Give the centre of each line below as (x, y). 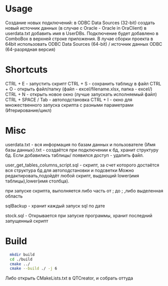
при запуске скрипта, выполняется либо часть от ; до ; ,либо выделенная (84, 190)
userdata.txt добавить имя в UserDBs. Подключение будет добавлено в (82, 33)
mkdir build (22, 254)
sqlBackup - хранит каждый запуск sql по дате (55, 206)
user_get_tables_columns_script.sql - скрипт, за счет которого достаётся (82, 165)
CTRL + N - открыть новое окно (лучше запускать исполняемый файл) (81, 94)
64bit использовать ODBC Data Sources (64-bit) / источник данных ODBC (84, 44)
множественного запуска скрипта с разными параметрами (69, 105)
